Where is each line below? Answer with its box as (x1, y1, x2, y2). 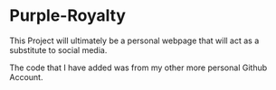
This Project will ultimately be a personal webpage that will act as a (9, 35, 260, 46)
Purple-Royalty (9, 5, 127, 26)
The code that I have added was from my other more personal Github (9, 62, 268, 73)
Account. (9, 71, 43, 82)
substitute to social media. (9, 44, 108, 55)
